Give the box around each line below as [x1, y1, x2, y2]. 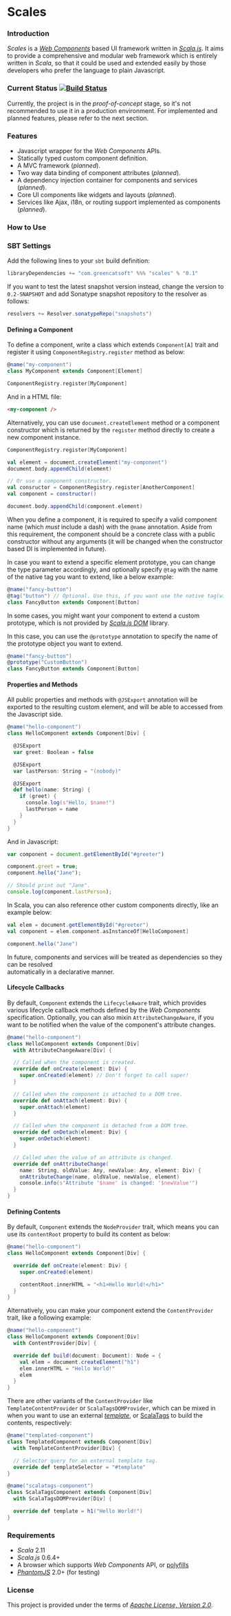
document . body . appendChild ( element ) [7, 465, 112, 472]
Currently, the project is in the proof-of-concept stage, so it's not [7, 99, 191, 108]
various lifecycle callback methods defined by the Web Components [7, 1005, 201, 1014]
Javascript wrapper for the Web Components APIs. [16, 147, 162, 155]
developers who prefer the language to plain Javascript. [7, 66, 166, 74]
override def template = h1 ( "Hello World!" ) [13, 1508, 143, 1515]
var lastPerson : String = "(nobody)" [13, 768, 122, 775]
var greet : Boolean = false [13, 748, 94, 755]
